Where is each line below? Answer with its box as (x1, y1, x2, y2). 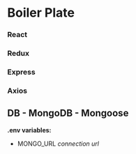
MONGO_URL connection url (17, 139, 100, 148)
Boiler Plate (7, 5, 75, 21)
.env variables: (7, 125, 52, 134)
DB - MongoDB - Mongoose (7, 107, 129, 119)
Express (7, 67, 36, 77)
